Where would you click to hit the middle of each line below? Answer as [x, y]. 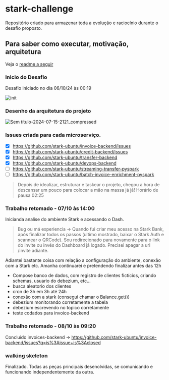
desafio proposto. [24, 28]
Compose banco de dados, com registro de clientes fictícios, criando [84, 276]
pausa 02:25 [31, 195]
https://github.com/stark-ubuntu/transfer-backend [65, 157]
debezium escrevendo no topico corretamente [61, 308]
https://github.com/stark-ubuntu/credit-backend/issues [70, 151]
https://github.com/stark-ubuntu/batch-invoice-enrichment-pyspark [83, 174]
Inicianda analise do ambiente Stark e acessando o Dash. [65, 220]
